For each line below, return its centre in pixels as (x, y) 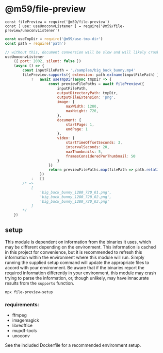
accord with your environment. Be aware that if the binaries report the (75, 267)
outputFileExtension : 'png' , (87, 97)
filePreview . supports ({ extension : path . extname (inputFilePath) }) (92, 75)
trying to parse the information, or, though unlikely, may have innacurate (77, 278)
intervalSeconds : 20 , (88, 147)
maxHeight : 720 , (82, 111)
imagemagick (25, 320)
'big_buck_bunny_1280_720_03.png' (74, 201)
